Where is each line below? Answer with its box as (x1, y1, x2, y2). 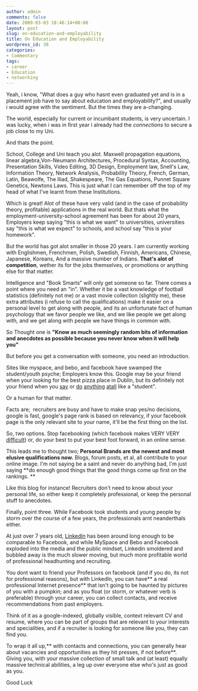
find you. (6, 631, 28, 638)
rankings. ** (6, 473, 35, 480)
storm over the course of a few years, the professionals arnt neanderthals (6, 515, 186, 522)
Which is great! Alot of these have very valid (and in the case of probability (6, 200, 188, 207)
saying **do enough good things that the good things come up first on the (6, 467, 187, 474)
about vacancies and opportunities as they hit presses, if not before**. (6, 649, 177, 656)
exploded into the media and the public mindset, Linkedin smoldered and (6, 545, 183, 552)
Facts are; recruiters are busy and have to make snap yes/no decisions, (6, 406, 181, 413)
